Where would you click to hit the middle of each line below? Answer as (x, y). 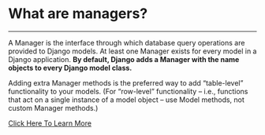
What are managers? (78, 14)
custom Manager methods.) (53, 108)
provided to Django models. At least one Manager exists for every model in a (132, 51)
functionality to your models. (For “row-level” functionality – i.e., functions (128, 91)
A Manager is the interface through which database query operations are (127, 42)
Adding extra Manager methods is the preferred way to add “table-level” (126, 82)
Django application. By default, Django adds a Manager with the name (124, 59)
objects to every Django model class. (70, 67)
